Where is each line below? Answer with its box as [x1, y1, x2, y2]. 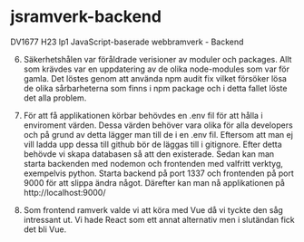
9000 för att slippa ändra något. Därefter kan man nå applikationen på [23, 177, 285, 188]
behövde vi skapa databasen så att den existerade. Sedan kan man [23, 148, 275, 160]
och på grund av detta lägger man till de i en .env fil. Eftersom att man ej [23, 129, 294, 140]
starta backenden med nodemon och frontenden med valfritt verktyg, [23, 158, 284, 169]
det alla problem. [23, 92, 87, 103]
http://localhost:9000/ [23, 187, 107, 198]
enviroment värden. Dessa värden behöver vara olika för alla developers [23, 120, 293, 131]
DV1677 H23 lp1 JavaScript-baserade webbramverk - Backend [10, 36, 244, 47]
